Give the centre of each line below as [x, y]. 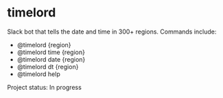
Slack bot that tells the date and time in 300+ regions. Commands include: [112, 32]
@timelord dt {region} [48, 66]
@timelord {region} [44, 45]
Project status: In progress [45, 87]
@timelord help [38, 74]
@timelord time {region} [51, 52]
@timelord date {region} [51, 59]
